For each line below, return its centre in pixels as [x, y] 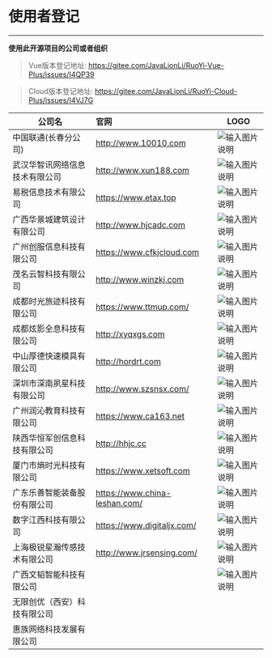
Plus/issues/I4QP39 [61, 74]
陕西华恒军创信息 [45, 438]
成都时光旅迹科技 [45, 301]
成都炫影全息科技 [45, 329]
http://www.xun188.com [143, 170]
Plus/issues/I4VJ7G [61, 100]
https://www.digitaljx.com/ [146, 525]
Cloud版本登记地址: [60, 91]
